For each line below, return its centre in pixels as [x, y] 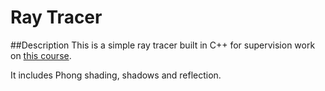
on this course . [41, 55]
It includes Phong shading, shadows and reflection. [116, 75]
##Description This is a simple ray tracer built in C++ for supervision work [163, 45]
